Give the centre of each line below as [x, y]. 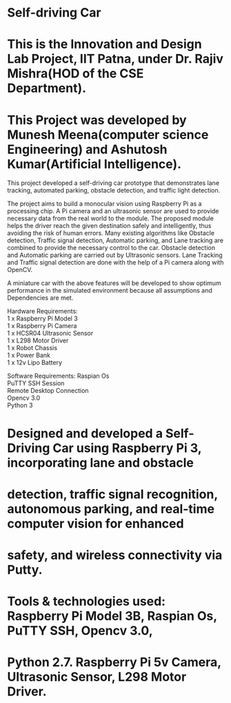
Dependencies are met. [40, 298]
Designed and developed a [85, 433]
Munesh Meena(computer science [108, 134]
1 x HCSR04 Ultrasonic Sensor [50, 334]
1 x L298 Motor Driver [38, 340]
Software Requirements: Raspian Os [58, 376]
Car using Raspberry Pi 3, [127, 448]
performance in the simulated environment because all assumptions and [110, 291]
